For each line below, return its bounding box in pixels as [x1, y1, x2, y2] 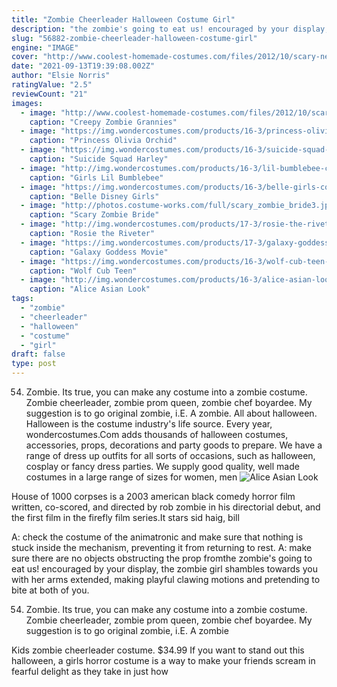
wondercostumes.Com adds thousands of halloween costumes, [25, 429, 289, 440]
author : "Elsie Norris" [11, 71, 111, 81]
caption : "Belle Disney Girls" [29, 191, 160, 201]
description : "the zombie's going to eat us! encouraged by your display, [11, 24, 330, 34]
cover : [11, 52, 39, 62]
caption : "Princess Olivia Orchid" [29, 136, 178, 146]
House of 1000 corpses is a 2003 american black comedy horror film [11, 491, 296, 502]
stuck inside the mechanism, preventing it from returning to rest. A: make [11, 542, 313, 553]
